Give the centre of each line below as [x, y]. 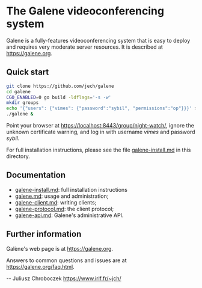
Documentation [36, 175]
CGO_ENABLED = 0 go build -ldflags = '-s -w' [59, 97]
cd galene [19, 91]
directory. [18, 156]
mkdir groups [23, 103]
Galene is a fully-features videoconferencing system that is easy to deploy [98, 40]
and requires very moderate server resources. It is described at [85, 47]
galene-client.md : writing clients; [56, 202]
